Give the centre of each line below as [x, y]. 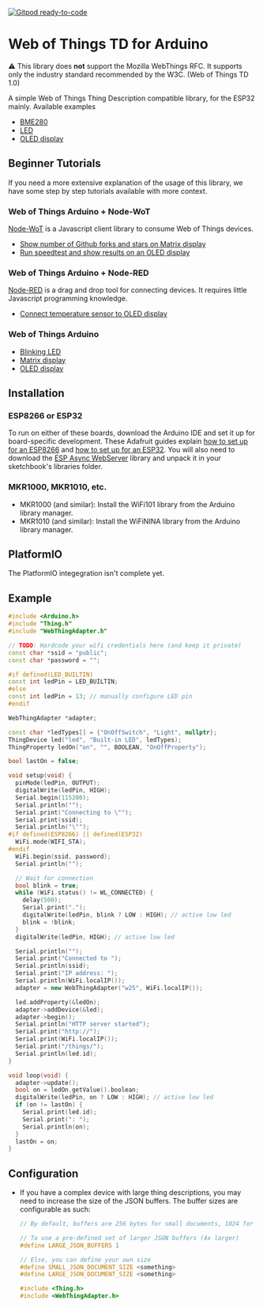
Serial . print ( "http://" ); [58, 1032]
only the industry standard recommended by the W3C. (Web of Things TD [128, 74]
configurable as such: [55, 1209]
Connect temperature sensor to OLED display [93, 314]
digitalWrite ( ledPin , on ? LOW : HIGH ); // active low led [115, 1098]
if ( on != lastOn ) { [49, 1105]
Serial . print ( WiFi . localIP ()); [67, 1039]
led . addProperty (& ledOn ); [58, 1002]
